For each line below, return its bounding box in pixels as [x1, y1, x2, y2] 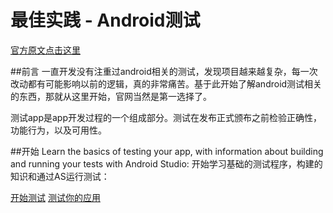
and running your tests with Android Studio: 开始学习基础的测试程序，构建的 [10, 157, 323, 170]
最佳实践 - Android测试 [10, 9, 201, 32]
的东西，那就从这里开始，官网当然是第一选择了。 [10, 90, 212, 102]
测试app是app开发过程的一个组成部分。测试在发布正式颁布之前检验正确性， [10, 111, 323, 123]
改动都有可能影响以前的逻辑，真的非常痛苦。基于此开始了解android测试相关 [10, 77, 323, 90]
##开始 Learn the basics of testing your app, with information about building [10, 145, 324, 157]
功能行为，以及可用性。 [10, 124, 107, 136]
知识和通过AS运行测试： [10, 170, 110, 182]
